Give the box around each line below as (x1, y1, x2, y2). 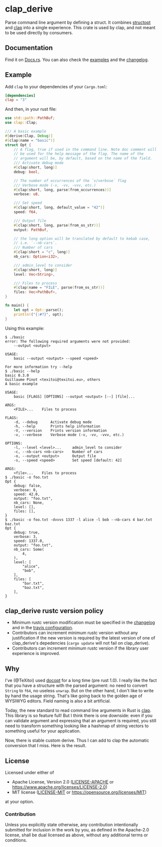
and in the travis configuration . (12, 625, 74, 631)
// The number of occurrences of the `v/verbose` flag (14, 178, 127, 183)
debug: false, (14, 483, 42, 488)
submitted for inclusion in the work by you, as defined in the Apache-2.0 (5, 827, 149, 833)
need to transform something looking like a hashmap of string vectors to (5, 723, 149, 729)
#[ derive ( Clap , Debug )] (5, 133, 53, 138)
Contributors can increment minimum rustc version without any (12, 630, 138, 636)
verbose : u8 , (14, 192, 40, 197)
